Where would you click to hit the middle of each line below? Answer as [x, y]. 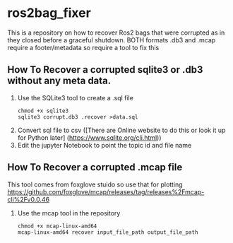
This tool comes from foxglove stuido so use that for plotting [95, 184]
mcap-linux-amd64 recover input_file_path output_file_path [108, 232]
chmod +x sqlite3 [43, 111]
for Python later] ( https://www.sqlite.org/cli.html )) [89, 137]
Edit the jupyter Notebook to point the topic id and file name [104, 145]
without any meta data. [59, 81]
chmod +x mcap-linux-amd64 [57, 226]
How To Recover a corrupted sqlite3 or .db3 [105, 70]
